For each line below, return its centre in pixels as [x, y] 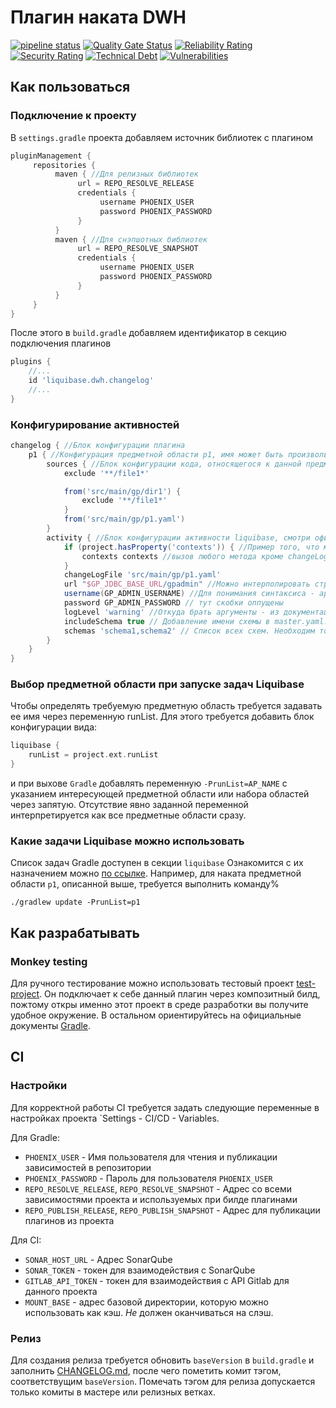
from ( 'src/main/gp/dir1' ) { [122, 491]
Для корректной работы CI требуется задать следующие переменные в [165, 1107]
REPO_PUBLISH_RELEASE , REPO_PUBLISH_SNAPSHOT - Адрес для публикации [172, 1210]
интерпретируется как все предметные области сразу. [128, 815]
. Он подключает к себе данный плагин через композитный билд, [180, 994]
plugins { [31, 362]
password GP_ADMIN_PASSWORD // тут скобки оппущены [173, 603]
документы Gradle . [51, 1026]
